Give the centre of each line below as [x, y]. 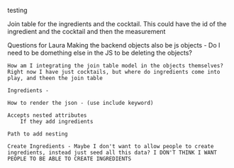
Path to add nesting [38, 134]
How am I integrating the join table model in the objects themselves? [115, 66]
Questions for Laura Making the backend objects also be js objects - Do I [114, 45]
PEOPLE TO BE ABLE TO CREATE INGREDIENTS [69, 159]
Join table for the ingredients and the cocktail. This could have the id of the [117, 24]
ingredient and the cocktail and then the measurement [87, 32]
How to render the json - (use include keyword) [80, 103]
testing [17, 10]
